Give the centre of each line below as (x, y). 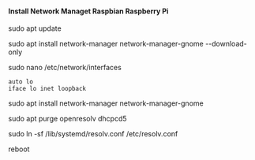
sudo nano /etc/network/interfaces (65, 68)
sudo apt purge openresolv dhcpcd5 (68, 119)
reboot (19, 149)
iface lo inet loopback (47, 89)
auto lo (21, 82)
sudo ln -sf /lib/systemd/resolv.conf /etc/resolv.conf (93, 134)
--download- (226, 44)
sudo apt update (35, 28)
